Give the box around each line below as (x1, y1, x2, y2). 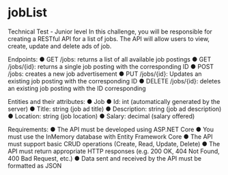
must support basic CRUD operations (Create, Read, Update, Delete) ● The (8, 139, 220, 148)
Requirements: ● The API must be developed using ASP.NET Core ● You (8, 125, 214, 133)
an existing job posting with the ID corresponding (8, 84, 146, 92)
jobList (8, 5, 47, 21)
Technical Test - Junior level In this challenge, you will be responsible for (8, 27, 212, 36)
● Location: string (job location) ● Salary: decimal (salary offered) (8, 111, 195, 120)
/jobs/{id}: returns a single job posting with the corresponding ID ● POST (8, 62, 214, 70)
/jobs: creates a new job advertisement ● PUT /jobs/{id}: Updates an (8, 70, 202, 78)
